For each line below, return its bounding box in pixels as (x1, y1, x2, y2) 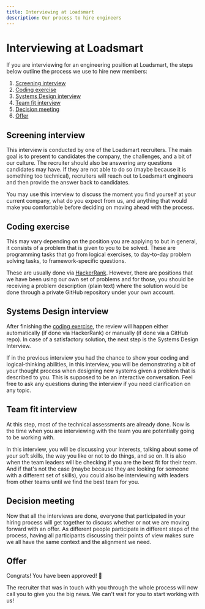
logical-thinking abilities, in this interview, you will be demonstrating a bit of (6, 360, 196, 368)
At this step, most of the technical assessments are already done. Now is (6, 420, 190, 428)
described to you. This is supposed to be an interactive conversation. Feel (6, 373, 193, 380)
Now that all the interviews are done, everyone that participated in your (6, 512, 185, 520)
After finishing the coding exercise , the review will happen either (6, 322, 169, 330)
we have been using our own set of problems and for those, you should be (6, 276, 194, 283)
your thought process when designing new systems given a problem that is (6, 367, 196, 374)
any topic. (6, 387, 32, 394)
